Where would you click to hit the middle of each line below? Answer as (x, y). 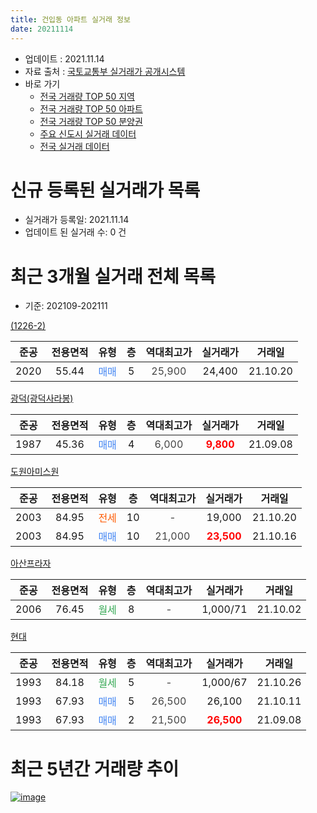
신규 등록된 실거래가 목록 (105, 190)
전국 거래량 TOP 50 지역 (87, 96)
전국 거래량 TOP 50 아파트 (91, 108)
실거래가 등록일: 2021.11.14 (77, 220)
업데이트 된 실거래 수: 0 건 (75, 232)
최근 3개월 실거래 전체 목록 (113, 276)
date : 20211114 (42, 29)
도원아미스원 (35, 472)
